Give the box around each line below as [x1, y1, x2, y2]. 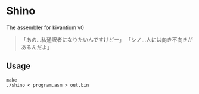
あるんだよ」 [20, 43, 52, 51]
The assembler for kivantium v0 [6, 24, 85, 31]
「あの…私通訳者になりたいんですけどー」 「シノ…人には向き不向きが [20, 36, 194, 43]
